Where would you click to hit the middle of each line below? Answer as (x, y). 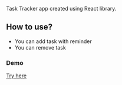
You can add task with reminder (53, 41)
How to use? (29, 27)
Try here (17, 76)
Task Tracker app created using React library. (61, 9)
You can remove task (40, 47)
